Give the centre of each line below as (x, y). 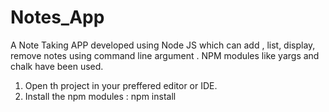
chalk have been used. (57, 66)
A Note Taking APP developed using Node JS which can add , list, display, (163, 45)
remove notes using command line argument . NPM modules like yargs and (165, 55)
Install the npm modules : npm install (100, 96)
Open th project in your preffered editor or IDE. (121, 85)
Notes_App (57, 17)
